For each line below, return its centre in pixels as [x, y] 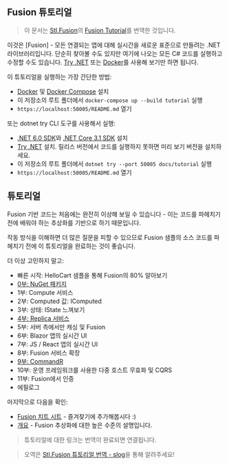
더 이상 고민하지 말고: [35, 260]
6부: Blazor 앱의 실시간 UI [52, 335]
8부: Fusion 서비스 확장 [48, 353]
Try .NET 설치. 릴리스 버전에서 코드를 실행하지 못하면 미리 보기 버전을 [110, 146]
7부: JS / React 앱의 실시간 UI [57, 344]
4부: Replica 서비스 [43, 318]
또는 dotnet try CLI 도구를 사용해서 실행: [61, 123]
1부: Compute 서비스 [45, 292]
